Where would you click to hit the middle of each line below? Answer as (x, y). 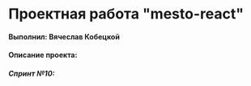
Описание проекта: (43, 55)
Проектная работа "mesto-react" (126, 14)
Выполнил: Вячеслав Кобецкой (64, 36)
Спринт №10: (32, 73)
